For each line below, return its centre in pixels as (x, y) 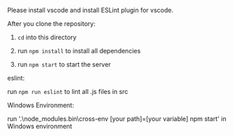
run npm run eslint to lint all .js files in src (68, 91)
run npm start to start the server (64, 64)
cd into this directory (47, 37)
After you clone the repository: (52, 23)
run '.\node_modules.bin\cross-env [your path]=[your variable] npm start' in (117, 119)
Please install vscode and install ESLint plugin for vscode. (91, 10)
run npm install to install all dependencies (79, 51)
